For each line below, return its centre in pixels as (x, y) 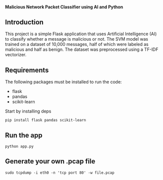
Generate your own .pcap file (50, 161)
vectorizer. (16, 55)
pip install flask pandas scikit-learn (46, 120)
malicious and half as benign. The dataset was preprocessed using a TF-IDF (82, 49)
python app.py (20, 147)
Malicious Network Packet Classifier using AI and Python (64, 7)
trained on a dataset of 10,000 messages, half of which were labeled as (77, 45)
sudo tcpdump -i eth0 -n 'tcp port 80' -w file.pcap (60, 173)
